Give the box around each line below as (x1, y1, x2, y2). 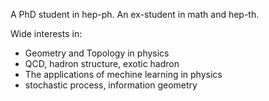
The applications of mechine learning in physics (24, 69, 223, 80)
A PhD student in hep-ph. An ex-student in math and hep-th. (10, 9, 260, 20)
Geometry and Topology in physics (24, 47, 170, 59)
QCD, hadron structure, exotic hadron (24, 58, 180, 69)
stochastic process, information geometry (24, 79, 198, 91)
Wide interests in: (10, 28, 83, 39)
